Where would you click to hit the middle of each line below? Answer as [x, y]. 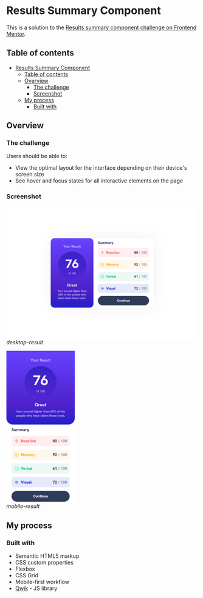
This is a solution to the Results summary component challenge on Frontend [101, 27]
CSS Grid [26, 575]
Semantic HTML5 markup [47, 556]
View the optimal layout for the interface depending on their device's [101, 168]
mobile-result [23, 506]
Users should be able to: [37, 156]
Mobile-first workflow [42, 582]
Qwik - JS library [36, 588]
